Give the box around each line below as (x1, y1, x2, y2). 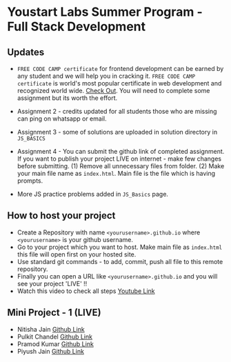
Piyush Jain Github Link (17, 347, 85, 355)
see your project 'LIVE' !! (17, 279, 88, 288)
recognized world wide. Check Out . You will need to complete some (17, 87, 210, 94)
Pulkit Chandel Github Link (17, 332, 93, 341)
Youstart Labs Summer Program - (7, 4, 203, 20)
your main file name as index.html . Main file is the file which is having (17, 170, 216, 177)
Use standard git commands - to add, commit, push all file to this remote (17, 257, 223, 265)
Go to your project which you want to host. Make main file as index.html (17, 243, 223, 251)
